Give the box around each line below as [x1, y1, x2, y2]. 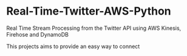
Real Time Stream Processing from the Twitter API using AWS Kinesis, [6, 24, 182, 32]
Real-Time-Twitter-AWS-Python [6, 4, 171, 18]
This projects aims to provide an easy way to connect [6, 43, 140, 50]
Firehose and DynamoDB [6, 30, 69, 38]
